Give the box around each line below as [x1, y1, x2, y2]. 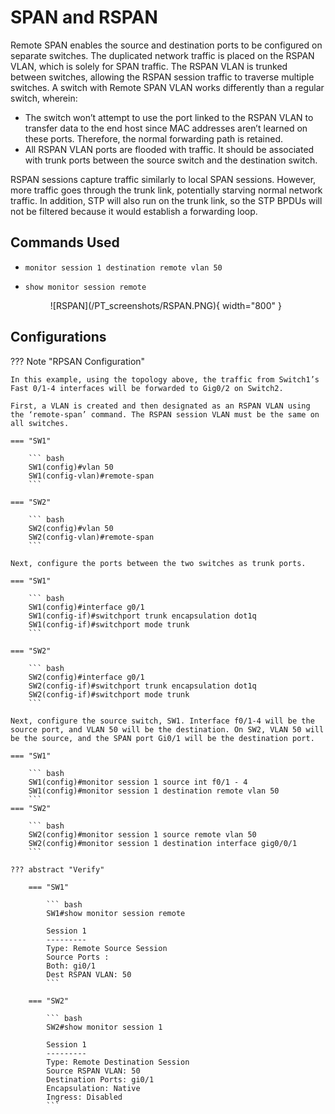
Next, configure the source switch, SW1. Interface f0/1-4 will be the [10, 716, 315, 726]
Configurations [10, 329, 107, 346]
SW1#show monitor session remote [46, 908, 186, 918]
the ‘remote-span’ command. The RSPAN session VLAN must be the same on [10, 409, 320, 420]
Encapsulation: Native [46, 1083, 141, 1093]
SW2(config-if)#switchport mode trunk [28, 689, 190, 700]
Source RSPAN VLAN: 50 [46, 1066, 141, 1076]
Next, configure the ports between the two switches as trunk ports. [10, 558, 307, 568]
